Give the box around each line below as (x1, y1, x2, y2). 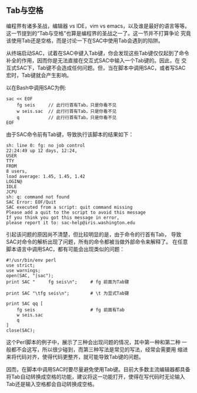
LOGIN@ (6, 178, 22, 184)
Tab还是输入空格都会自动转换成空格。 (6, 380, 98, 387)
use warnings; (6, 267, 41, 274)
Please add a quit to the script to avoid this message (6, 209, 146, 215)
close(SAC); (6, 327, 35, 334)
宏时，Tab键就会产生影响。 (6, 71, 72, 78)
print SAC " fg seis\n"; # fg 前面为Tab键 (6, 279, 129, 285)
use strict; (6, 262, 35, 268)
